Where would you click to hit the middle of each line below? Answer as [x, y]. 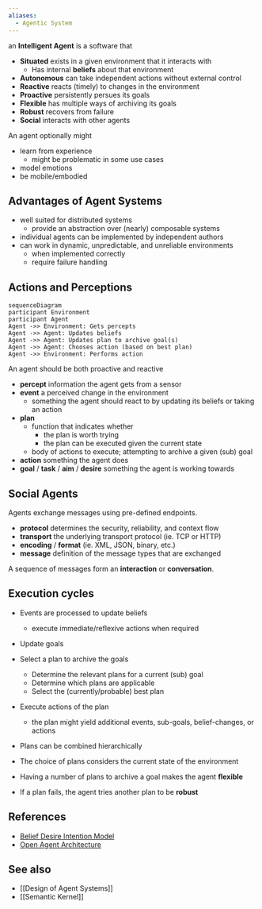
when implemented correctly [78, 254]
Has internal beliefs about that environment [103, 69]
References [37, 817]
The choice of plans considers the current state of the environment [129, 761]
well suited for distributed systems [76, 220]
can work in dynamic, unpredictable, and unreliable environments [126, 245]
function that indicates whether [82, 426]
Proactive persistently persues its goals [85, 94]
